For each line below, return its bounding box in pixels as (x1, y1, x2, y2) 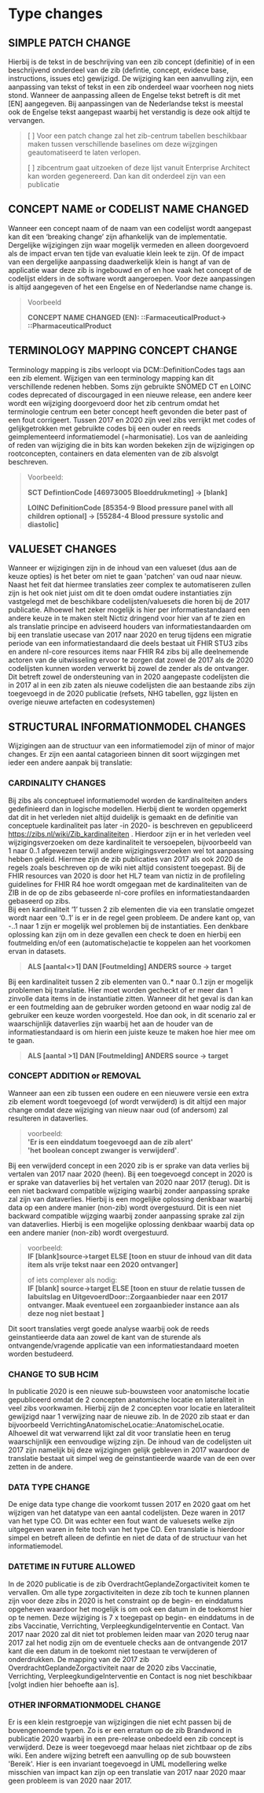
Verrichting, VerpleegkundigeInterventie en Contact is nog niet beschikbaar (8, 1671, 253, 1680)
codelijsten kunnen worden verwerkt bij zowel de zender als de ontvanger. (8, 664, 250, 673)
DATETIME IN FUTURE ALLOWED (8, 1561, 136, 1572)
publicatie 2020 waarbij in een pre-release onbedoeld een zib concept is (8, 1734, 244, 1743)
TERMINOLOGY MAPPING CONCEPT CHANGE (8, 344, 238, 357)
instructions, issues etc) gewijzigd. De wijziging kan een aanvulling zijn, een (8, 74, 254, 83)
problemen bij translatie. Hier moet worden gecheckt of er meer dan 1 (8, 985, 233, 994)
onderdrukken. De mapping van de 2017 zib (8, 1654, 149, 1664)
